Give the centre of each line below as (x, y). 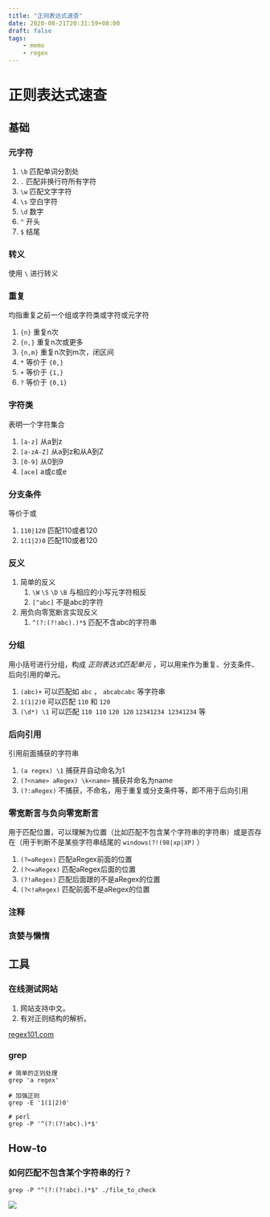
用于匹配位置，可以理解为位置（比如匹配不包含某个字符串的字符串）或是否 (131, 832)
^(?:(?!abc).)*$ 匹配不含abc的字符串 (94, 623)
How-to (28, 1148)
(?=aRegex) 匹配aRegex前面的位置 (76, 860)
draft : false (30, 31)
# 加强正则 (24, 1096)
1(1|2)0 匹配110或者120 (59, 541)
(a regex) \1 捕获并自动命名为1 (72, 770)
